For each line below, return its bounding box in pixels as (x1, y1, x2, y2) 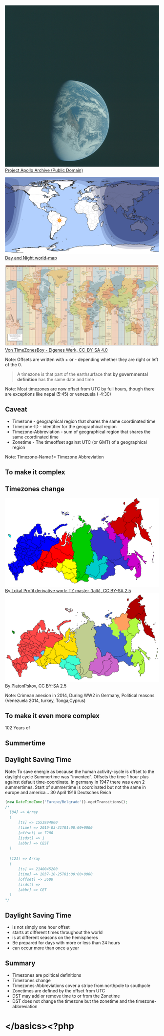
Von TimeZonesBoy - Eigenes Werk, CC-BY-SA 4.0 (5, 347, 108, 353)
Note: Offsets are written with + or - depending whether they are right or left (5, 356, 159, 362)
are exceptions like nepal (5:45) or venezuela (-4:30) (5, 391, 111, 397)
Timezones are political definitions (12, 972, 82, 978)
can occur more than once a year (12, 945, 80, 951)
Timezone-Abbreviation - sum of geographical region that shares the (12, 429, 151, 434)
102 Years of (5, 724, 30, 730)
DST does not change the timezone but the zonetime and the (12, 998, 135, 1004)
